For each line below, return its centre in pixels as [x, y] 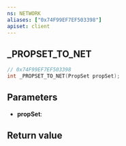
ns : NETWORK [24, 13]
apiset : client [29, 26]
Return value [35, 135]
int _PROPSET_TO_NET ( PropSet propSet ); [64, 76]
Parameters [32, 98]
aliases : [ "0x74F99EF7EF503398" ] [54, 20]
